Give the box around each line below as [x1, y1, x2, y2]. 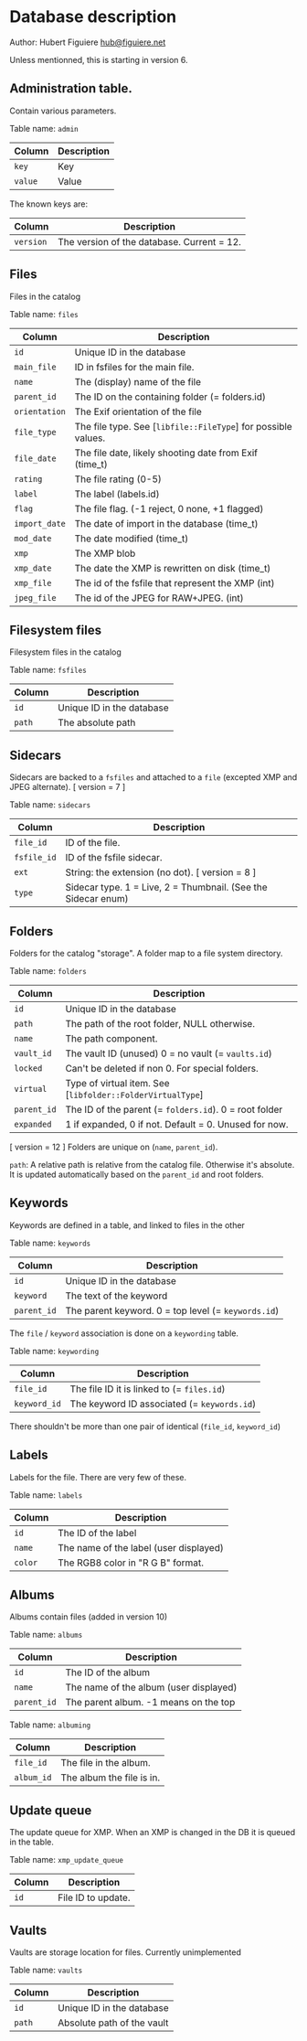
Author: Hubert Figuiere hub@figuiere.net [9, 37, 166, 48]
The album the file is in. [60, 1771, 161, 1784]
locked [14, 1063, 43, 1074]
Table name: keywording [9, 1345, 100, 1356]
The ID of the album [65, 1666, 151, 1679]
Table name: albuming [9, 1719, 91, 1730]
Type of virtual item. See [65, 1077, 171, 1089]
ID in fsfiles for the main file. [74, 360, 195, 373]
